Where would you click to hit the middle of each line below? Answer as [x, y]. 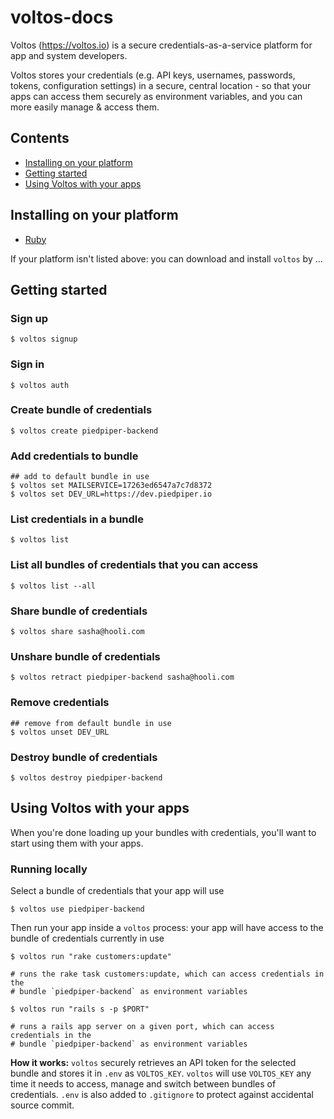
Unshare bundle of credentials [85, 656]
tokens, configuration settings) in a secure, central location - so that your [161, 85]
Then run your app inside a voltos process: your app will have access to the [167, 928]
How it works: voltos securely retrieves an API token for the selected [153, 1063]
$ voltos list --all [53, 586]
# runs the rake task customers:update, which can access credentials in [167, 974]
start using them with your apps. [77, 843]
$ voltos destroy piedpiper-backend [86, 777]
